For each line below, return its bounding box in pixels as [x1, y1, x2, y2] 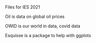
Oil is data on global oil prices [5, 14, 65, 19]
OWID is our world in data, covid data [5, 23, 81, 29]
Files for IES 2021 [5, 4, 40, 10]
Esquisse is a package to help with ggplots [5, 33, 92, 38]
